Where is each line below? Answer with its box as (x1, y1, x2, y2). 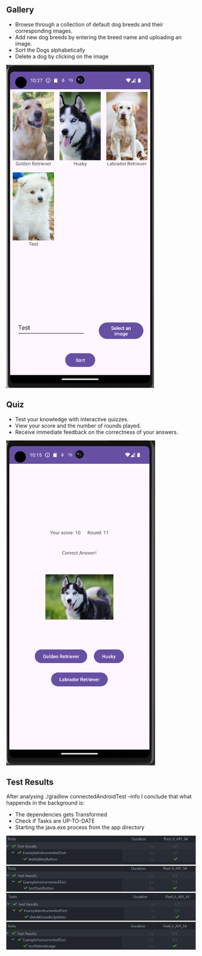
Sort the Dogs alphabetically (14, 46, 85, 54)
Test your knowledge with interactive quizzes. (14, 415, 129, 423)
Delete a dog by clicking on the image (14, 52, 109, 60)
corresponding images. (14, 27, 73, 34)
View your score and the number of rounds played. (14, 422, 141, 429)
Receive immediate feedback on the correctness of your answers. (14, 428, 179, 436)
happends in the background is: (6, 800, 85, 807)
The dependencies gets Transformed (14, 811, 108, 818)
